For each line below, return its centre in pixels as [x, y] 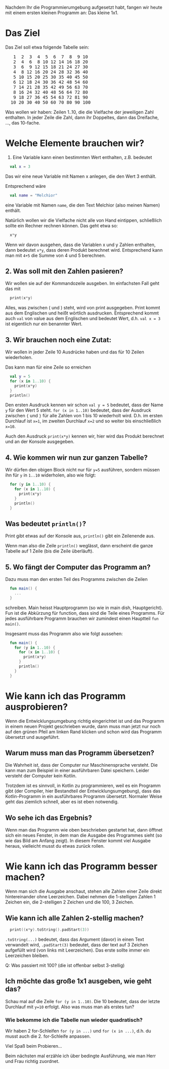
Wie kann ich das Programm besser [81, 867]
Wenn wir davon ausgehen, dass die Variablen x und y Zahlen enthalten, [80, 245]
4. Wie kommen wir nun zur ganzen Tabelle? [76, 458]
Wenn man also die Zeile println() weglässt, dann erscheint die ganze [79, 546]
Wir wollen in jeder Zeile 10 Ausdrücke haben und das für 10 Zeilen [75, 352]
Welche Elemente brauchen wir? [75, 143]
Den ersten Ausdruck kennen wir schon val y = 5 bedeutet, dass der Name [84, 405]
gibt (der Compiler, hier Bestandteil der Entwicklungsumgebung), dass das [83, 791]
